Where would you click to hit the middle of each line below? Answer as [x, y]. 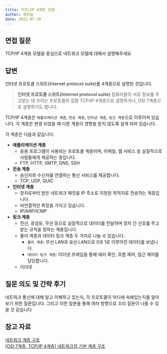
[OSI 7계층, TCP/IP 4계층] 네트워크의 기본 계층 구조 [55, 346]
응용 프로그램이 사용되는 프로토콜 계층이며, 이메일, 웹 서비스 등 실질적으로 [91, 151]
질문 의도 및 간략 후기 [35, 284]
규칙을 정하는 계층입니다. [53, 229]
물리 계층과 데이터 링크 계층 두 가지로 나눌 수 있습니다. [72, 236]
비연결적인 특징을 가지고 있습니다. [53, 205]
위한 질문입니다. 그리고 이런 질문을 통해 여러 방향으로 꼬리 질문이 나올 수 [84, 303]
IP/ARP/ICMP [33, 211]
